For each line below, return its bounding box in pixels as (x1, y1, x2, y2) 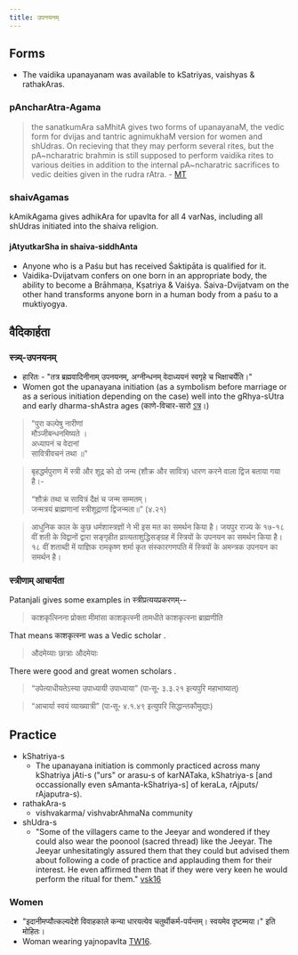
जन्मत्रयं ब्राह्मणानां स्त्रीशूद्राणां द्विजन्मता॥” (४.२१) (30, 504, 167, 514)
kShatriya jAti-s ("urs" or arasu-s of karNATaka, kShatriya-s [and (35, 770, 273, 781)
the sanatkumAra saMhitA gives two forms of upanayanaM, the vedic (30, 121, 285, 132)
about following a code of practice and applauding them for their (35, 855, 273, 866)
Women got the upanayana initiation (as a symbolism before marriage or (21, 381, 287, 392)
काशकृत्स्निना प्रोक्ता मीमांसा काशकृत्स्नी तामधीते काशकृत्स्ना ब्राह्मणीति (30, 612, 223, 623)
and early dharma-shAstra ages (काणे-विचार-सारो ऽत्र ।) (21, 400, 210, 410)
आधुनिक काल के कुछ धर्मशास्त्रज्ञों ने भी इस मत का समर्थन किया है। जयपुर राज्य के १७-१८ (30, 522, 285, 532)
